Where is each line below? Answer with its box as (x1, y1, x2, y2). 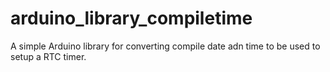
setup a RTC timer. (10, 50, 87, 62)
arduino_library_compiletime (10, 7, 253, 30)
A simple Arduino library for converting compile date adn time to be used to (10, 40, 321, 52)
